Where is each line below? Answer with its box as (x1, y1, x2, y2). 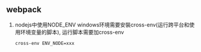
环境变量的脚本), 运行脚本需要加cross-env (20, 28, 124, 35)
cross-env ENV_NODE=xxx (14, 40, 75, 46)
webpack (6, 5, 42, 15)
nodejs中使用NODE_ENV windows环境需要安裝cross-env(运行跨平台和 (14, 21, 190, 28)
